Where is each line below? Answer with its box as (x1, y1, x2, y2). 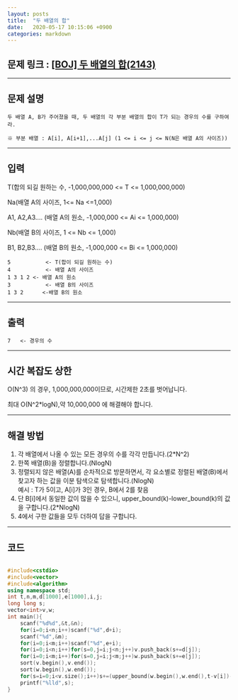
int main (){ (7, 613, 42, 620)
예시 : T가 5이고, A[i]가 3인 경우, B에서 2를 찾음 (17, 485, 149, 494)
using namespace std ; (7, 587, 72, 594)
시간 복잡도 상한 (7, 365, 72, 377)
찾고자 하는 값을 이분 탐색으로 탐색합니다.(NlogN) (17, 477, 154, 485)
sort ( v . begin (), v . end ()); (20, 659, 97, 667)
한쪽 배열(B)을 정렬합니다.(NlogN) (17, 459, 112, 468)
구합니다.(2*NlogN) (25, 503, 80, 512)
